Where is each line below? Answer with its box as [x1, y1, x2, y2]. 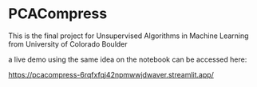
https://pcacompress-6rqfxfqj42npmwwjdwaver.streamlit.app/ [8, 70, 214, 79]
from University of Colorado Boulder [8, 39, 128, 48]
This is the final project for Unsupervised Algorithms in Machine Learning [8, 31, 249, 40]
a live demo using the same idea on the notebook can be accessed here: [8, 55, 247, 64]
